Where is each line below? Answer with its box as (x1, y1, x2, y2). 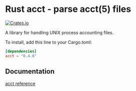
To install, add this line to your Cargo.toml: (5, 39, 92, 45)
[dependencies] (5, 49, 37, 54)
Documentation (5, 67, 55, 76)
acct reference (5, 81, 36, 87)
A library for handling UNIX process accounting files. (5, 29, 114, 35)
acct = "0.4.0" (5, 53, 37, 58)
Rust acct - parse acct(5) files (5, 3, 131, 15)
